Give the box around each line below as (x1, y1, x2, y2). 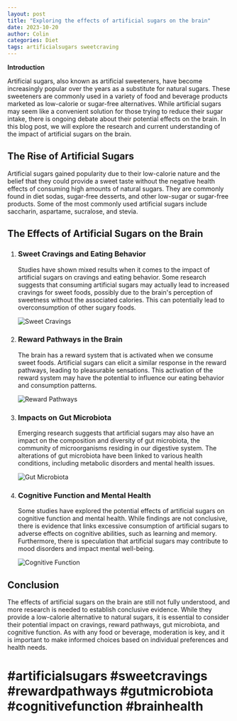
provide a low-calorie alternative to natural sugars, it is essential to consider (7, 613, 229, 621)
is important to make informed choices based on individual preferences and (7, 636, 228, 644)
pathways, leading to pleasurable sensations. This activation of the (17, 366, 214, 374)
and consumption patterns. (17, 381, 97, 389)
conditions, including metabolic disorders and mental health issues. (17, 459, 215, 468)
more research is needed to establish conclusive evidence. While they (7, 606, 212, 614)
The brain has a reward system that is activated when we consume (17, 350, 214, 359)
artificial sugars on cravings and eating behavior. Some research (17, 273, 207, 281)
